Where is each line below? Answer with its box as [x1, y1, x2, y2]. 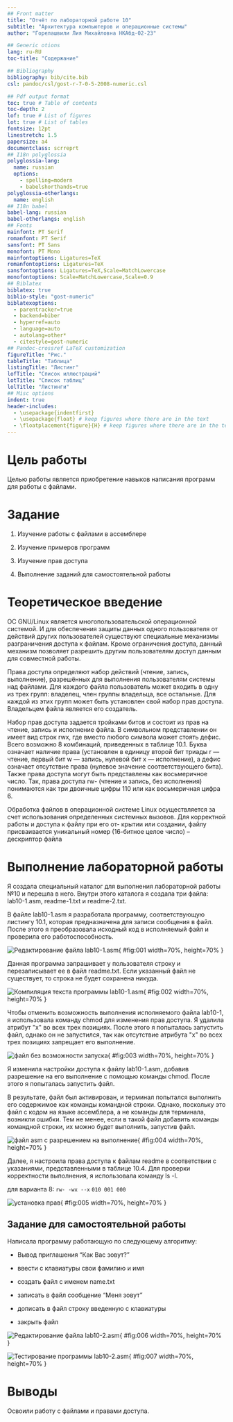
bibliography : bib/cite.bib [7, 74, 89, 81]
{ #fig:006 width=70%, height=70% [119, 1331, 222, 1339]
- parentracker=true [13, 306, 73, 313]
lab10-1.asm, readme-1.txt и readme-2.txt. [7, 896, 127, 905]
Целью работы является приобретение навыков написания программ [7, 475, 216, 483]
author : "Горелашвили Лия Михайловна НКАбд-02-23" [7, 29, 157, 37]
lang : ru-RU [7, 49, 42, 56]
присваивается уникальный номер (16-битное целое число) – [7, 827, 191, 835]
